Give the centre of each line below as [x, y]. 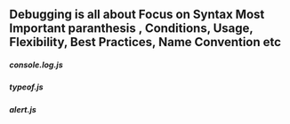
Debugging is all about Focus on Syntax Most [137, 15]
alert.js [23, 109]
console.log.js [36, 65]
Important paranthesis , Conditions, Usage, [131, 29]
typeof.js [26, 87]
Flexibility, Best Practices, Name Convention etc [145, 42]
